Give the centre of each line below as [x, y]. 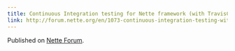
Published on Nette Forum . [46, 40]
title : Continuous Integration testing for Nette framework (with [106, 14]
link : [15, 20]
